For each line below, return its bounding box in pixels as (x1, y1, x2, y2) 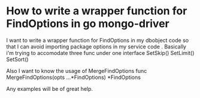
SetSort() (6, 56, 29, 63)
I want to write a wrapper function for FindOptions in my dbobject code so (6, 36, 189, 44)
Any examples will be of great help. (6, 85, 93, 92)
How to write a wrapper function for (6, 4, 187, 18)
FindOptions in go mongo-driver (6, 17, 169, 30)
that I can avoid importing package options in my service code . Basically (6, 43, 187, 50)
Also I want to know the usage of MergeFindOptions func (6, 67, 147, 74)
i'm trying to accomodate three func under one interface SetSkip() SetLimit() (6, 49, 195, 56)
